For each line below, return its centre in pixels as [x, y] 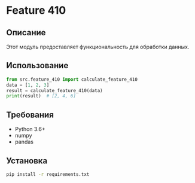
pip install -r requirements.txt [48, 174]
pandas [24, 142]
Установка [27, 161]
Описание [26, 33]
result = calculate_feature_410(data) [54, 90]
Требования [30, 115]
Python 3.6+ [30, 129]
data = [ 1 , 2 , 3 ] [28, 85]
